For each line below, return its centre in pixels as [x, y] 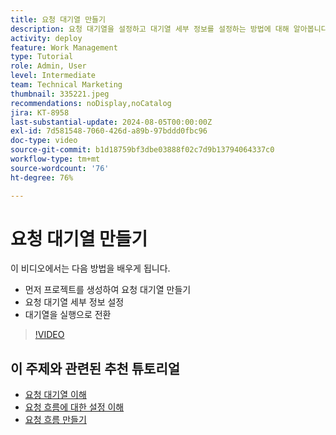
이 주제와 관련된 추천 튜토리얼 [95, 368]
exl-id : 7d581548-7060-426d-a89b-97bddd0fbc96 [109, 131]
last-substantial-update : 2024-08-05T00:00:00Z [111, 122]
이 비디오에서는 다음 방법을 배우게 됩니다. [90, 268]
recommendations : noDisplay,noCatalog [91, 103]
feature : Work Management [64, 47]
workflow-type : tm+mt [55, 159]
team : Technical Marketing [66, 85]
